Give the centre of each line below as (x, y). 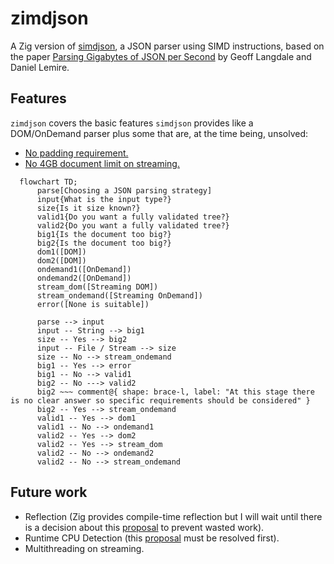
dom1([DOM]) (61, 252)
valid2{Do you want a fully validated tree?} (133, 225)
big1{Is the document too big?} (104, 234)
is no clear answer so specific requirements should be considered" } (160, 400)
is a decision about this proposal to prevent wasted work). (144, 527)
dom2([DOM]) (61, 260)
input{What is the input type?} (104, 199)
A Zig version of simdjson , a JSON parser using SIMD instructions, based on (167, 46)
